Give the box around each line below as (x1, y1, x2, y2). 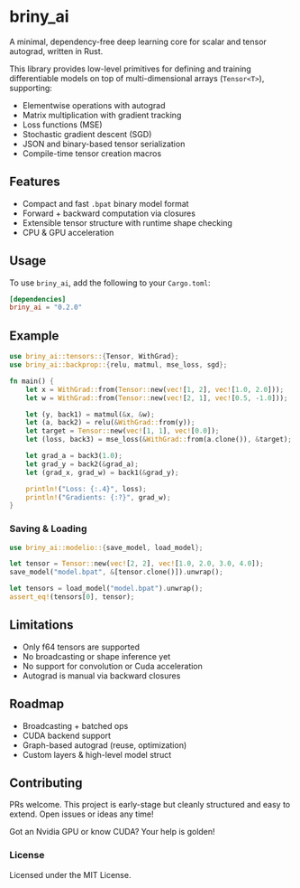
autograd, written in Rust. (9, 45, 104, 56)
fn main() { (9, 377, 54, 386)
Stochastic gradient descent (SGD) (22, 128, 152, 139)
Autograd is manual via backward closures (22, 670, 181, 681)
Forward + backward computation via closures (22, 208, 196, 219)
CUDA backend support (22, 730, 111, 741)
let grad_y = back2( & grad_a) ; (25, 459, 140, 469)
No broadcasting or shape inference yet (22, 650, 171, 661)
